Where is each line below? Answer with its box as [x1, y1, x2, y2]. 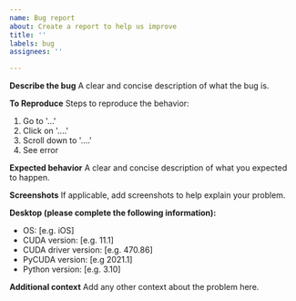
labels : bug [9, 38, 55, 48]
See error [22, 145, 59, 156]
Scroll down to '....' [22, 135, 93, 146]
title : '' [9, 30, 47, 39]
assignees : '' [9, 47, 64, 57]
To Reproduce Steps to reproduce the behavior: [9, 98, 189, 109]
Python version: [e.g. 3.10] [22, 264, 121, 275]
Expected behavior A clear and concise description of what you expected [9, 162, 288, 173]
